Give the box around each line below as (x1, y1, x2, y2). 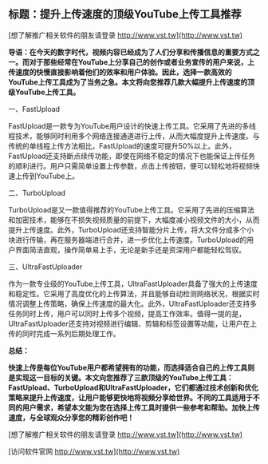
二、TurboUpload (8, 188, 66, 197)
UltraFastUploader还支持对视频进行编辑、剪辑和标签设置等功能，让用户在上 (8, 319, 258, 328)
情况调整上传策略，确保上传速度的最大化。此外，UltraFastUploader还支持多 (8, 299, 258, 308)
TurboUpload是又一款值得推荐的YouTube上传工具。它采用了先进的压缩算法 (8, 204, 255, 214)
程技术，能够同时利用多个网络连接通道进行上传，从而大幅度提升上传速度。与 (8, 131, 260, 141)
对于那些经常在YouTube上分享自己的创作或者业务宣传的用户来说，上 (29, 57, 255, 66)
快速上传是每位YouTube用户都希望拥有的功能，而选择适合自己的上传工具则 (8, 363, 255, 372)
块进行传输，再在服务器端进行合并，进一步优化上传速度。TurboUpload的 (8, 235, 247, 244)
